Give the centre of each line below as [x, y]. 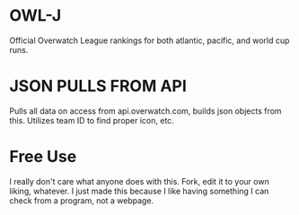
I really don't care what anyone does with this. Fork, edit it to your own [139, 181]
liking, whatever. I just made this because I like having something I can [139, 191]
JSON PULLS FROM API [98, 86]
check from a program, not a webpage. [82, 200]
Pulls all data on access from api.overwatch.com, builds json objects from [145, 111]
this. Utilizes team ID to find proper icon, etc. [92, 120]
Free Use [43, 157]
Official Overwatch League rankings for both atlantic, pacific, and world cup [149, 40]
